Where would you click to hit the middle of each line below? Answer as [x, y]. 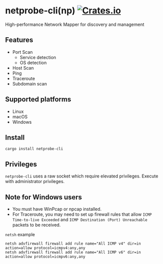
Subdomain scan [30, 84]
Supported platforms [38, 99]
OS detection [33, 63]
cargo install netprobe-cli [34, 149]
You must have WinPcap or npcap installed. [57, 209]
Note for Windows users [43, 197]
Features [19, 40]
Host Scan [23, 68]
